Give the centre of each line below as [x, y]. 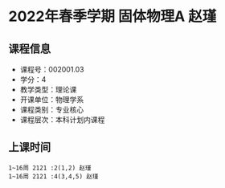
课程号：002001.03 [52, 69]
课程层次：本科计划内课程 [62, 120]
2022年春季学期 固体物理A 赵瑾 [112, 16]
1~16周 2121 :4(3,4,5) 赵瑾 [53, 176]
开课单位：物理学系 [52, 100]
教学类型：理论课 [48, 90]
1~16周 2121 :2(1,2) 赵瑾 [50, 168]
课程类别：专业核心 [52, 110]
